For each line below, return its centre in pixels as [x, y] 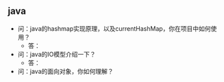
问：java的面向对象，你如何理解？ [65, 71]
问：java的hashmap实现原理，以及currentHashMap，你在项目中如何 [114, 28]
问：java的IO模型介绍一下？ [57, 54]
